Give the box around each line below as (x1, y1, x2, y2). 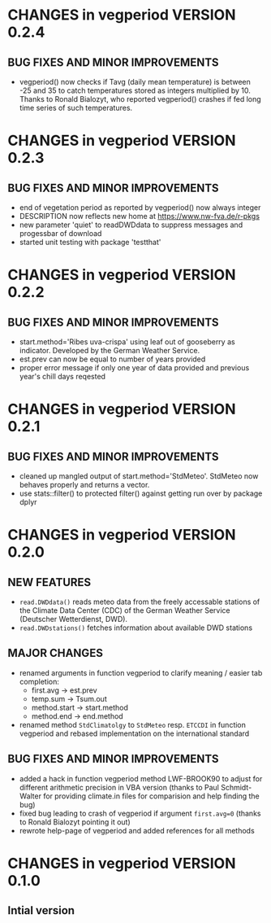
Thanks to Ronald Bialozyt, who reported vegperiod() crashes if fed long (19, 94, 261, 103)
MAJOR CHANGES (7, 646, 103, 660)
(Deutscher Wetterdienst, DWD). (19, 615, 127, 623)
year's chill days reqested (19, 372, 106, 381)
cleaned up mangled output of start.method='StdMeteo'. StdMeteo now (19, 471, 259, 481)
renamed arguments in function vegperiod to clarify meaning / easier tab (19, 667, 263, 677)
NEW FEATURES (7, 575, 92, 589)
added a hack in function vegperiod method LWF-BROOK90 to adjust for (19, 773, 263, 783)
